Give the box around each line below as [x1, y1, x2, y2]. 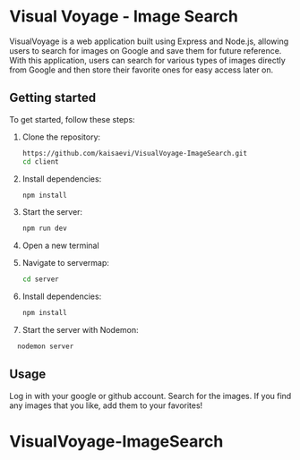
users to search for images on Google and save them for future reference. [9, 45, 282, 55]
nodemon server [17, 342, 74, 351]
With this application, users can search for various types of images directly [9, 55, 287, 65]
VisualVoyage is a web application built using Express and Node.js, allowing [9, 36, 289, 47]
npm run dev [21, 224, 67, 234]
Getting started [9, 90, 97, 106]
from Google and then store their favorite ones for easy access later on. [9, 64, 274, 75]
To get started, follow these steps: [9, 114, 136, 124]
